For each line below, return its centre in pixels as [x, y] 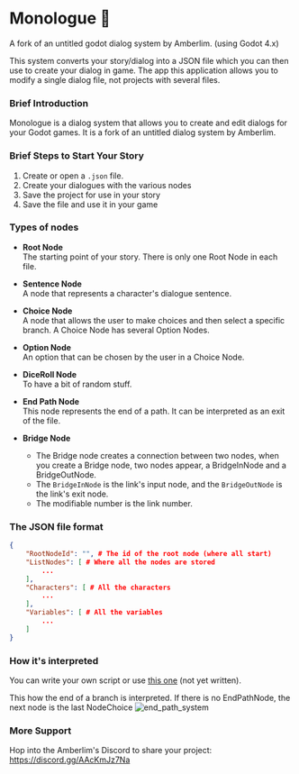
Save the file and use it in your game [90, 204]
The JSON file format [56, 526]
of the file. [41, 420]
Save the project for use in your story [91, 195]
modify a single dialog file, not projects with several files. [115, 79]
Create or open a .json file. [73, 176]
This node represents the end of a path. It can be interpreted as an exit [154, 411]
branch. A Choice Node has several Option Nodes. [116, 330]
